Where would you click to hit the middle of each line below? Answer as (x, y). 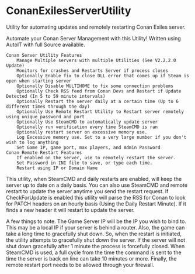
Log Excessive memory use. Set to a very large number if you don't (102, 137)
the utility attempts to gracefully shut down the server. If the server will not (96, 240)
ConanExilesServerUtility (69, 11)
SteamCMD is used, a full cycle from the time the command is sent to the (94, 252)
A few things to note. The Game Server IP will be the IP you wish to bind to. (96, 221)
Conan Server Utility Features (44, 55)
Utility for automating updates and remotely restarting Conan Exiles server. (96, 27)
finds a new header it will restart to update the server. (70, 210)
